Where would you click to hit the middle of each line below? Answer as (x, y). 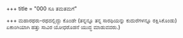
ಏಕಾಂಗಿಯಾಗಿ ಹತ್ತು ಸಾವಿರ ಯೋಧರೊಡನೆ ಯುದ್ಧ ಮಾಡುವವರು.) (63, 27)
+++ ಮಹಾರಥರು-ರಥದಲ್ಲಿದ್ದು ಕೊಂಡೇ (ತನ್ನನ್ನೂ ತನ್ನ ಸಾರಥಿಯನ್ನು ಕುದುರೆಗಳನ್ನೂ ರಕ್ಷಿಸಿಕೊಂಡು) (92, 20)
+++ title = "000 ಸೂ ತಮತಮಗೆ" (42, 9)
